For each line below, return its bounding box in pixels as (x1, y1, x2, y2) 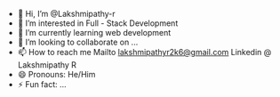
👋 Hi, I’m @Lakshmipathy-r (17, 9, 116, 19)
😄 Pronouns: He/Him (17, 69, 96, 79)
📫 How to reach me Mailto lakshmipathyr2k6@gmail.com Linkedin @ (17, 47, 272, 57)
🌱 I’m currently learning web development (17, 28, 172, 37)
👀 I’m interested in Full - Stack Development (17, 18, 179, 28)
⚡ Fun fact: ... (17, 79, 67, 89)
